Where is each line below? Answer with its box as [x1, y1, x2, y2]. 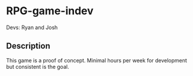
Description [6, 41, 50, 51]
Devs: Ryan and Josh [6, 24, 58, 31]
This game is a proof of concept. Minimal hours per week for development [6, 56, 188, 64]
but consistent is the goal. [6, 63, 69, 70]
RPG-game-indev [6, 4, 94, 18]
